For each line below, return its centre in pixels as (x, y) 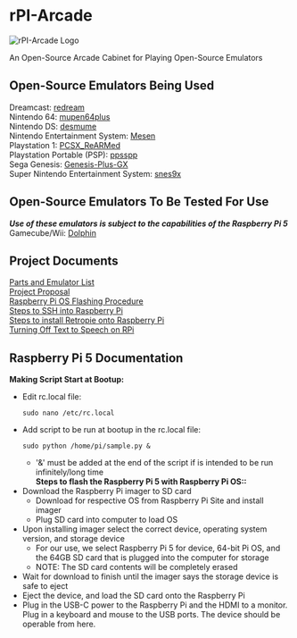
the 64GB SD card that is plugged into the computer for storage (152, 558)
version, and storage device (73, 539)
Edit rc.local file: (52, 397)
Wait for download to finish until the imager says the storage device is (150, 576)
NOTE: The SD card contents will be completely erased (136, 567)
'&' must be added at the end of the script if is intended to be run (154, 463)
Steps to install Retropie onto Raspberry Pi (87, 320)
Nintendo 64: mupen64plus (60, 116)
